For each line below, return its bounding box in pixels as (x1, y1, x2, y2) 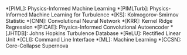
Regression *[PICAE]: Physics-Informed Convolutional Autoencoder (5, 23, 169, 30)
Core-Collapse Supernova (5, 42, 69, 49)
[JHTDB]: (5, 30, 28, 37)
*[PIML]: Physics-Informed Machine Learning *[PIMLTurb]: (5, 5, 149, 12)
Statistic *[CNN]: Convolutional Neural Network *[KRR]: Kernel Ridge (5, 18, 173, 24)
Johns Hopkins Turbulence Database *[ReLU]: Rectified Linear (29, 30, 181, 37)
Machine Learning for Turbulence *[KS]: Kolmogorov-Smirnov (28, 11, 179, 18)
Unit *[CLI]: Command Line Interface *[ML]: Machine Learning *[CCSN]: (5, 36, 182, 43)
